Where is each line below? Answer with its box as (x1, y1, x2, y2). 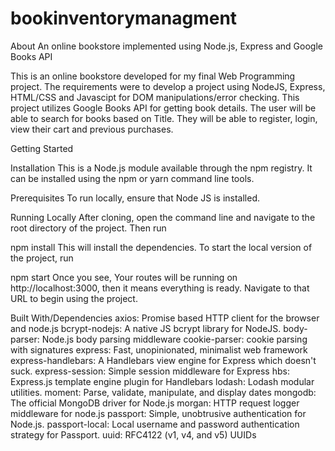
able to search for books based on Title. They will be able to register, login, (10, 112, 318, 124)
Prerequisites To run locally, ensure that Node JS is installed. (10, 192, 261, 204)
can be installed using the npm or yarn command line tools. (10, 172, 255, 184)
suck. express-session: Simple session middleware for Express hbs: (10, 365, 290, 377)
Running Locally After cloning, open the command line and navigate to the (10, 211, 316, 223)
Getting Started (10, 142, 74, 154)
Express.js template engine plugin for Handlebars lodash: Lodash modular (10, 375, 315, 387)
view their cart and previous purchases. (10, 123, 174, 135)
